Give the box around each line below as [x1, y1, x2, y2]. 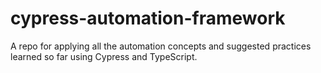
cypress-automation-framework [10, 7, 286, 30]
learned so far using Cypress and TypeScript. [10, 50, 198, 62]
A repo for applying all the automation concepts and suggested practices [10, 40, 312, 52]
